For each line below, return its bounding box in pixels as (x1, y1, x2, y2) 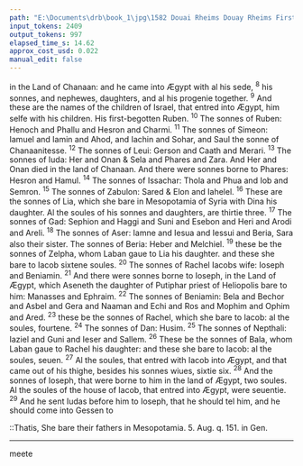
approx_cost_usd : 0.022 (9, 47, 99, 56)
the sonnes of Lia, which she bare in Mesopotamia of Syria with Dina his (9, 196, 278, 206)
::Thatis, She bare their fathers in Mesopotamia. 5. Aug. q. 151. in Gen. (9, 423, 268, 434)
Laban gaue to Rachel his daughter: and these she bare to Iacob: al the (9, 343, 272, 354)
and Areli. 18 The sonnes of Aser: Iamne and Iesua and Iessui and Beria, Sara (9, 226, 294, 238)
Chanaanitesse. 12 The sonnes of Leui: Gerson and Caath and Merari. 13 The (9, 143, 291, 156)
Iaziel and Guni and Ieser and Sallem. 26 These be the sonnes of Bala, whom (9, 332, 293, 344)
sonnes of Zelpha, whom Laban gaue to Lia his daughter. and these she (9, 248, 275, 259)
